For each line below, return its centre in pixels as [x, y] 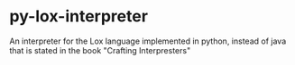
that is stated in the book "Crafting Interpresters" [100, 50]
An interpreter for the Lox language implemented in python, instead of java [148, 41]
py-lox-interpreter [79, 16]
